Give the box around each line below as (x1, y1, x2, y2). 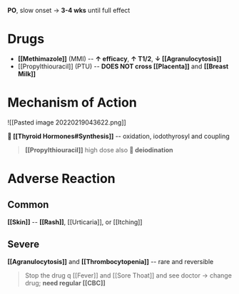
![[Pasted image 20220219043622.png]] (7, 117, 126, 127)
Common (7, 199, 49, 211)
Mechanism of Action (7, 95, 137, 111)
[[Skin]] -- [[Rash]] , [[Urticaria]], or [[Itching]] (7, 217, 143, 226)
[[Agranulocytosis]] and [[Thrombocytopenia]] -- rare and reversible (7, 257, 214, 266)
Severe (7, 238, 40, 251)
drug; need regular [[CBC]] (24, 278, 106, 287)
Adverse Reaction (7, 171, 116, 187)
